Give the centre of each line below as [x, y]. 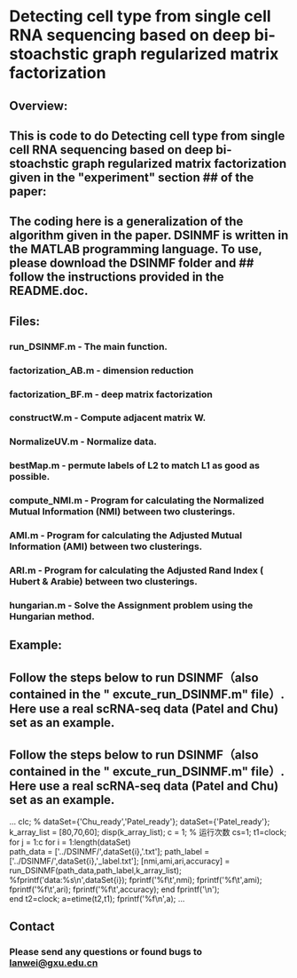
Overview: [39, 105]
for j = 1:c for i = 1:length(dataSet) [70, 842]
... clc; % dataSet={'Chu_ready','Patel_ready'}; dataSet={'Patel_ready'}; [140, 821]
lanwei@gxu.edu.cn [54, 963]
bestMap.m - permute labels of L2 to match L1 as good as [134, 465]
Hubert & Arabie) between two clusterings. [103, 582]
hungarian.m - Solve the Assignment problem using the [131, 605]
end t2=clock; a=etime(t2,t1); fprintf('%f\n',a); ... [97, 898]
